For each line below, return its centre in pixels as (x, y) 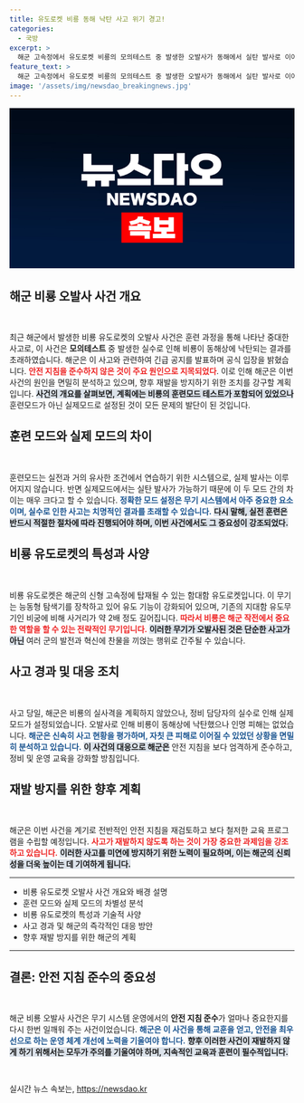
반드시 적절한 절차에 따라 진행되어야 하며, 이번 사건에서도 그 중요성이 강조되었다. (149, 523)
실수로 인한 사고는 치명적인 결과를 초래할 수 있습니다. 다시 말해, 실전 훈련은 (158, 511)
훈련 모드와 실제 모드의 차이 (81, 436)
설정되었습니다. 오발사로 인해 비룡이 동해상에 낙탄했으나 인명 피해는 (152, 724)
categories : (32, 29)
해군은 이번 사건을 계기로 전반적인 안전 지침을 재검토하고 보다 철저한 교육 (137, 830)
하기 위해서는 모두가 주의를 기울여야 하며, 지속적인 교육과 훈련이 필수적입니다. (153, 1052)
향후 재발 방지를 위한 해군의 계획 (79, 937)
